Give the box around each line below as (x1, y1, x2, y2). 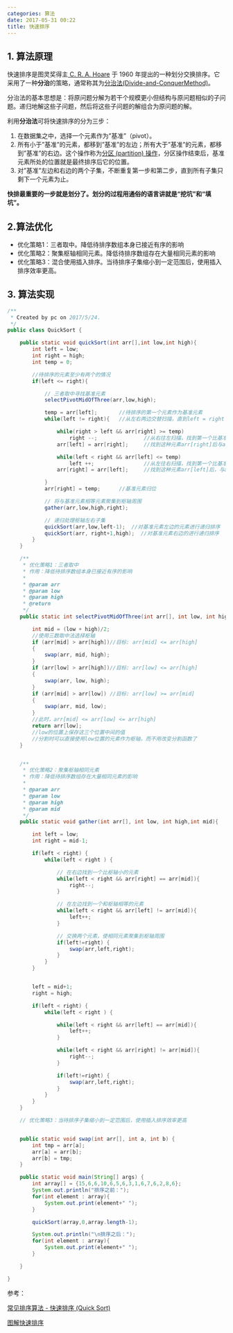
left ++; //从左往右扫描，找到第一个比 (69, 460, 217, 467)
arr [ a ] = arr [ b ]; (32, 1149, 82, 1155)
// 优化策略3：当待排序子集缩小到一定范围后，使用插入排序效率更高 (19, 1117, 187, 1124)
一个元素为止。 (29, 175, 73, 184)
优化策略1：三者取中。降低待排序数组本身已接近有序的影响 (17, 241, 184, 248)
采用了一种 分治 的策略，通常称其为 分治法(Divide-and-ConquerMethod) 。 (7, 79, 215, 87)
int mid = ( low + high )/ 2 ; (32, 626, 110, 633)
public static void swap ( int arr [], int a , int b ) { (19, 1135, 175, 1142)
